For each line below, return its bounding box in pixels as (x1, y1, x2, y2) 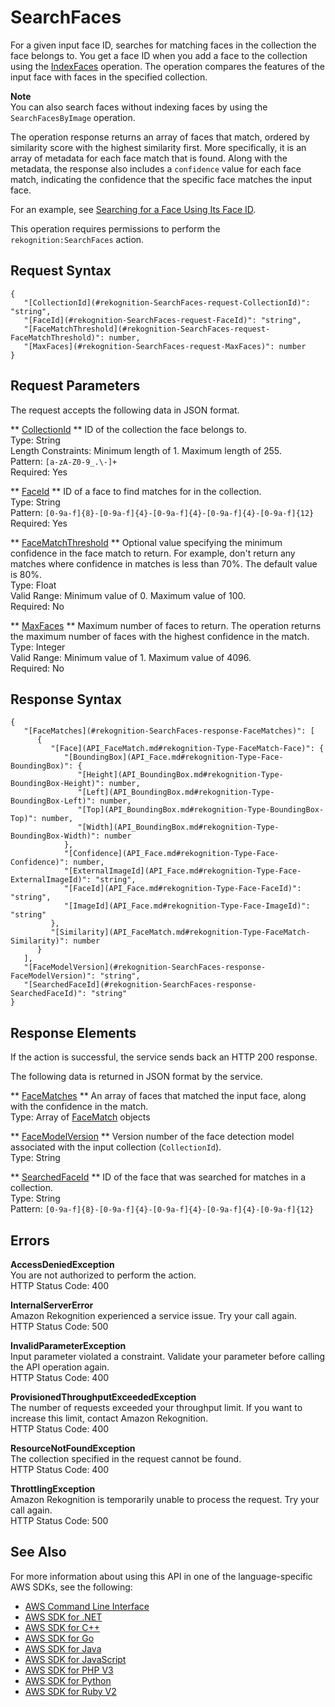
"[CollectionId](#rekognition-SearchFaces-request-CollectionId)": (23, 297, 311, 308)
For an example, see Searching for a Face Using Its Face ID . (10, 203, 257, 215)
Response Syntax (10, 691, 122, 708)
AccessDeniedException (10, 1259, 115, 1270)
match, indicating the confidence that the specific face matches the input (10, 173, 313, 185)
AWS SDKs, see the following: (10, 1581, 133, 1593)
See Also (10, 1544, 67, 1561)
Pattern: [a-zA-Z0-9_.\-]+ (10, 455, 118, 467)
